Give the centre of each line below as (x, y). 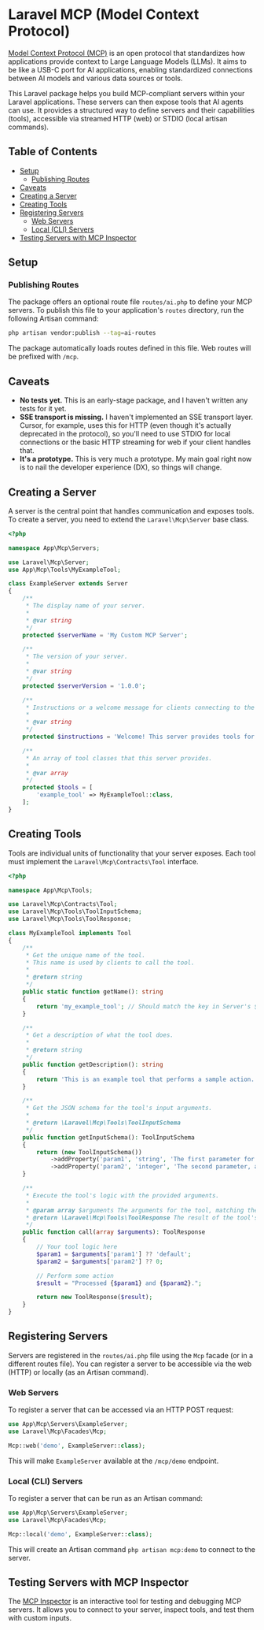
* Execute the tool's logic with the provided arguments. (123, 1195)
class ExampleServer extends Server (68, 584)
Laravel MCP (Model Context (104, 15)
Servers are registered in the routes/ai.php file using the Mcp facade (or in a (131, 1355)
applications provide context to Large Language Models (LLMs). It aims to (128, 61)
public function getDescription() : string (93, 1064)
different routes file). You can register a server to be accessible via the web (130, 1364)
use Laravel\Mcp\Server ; (49, 562)
